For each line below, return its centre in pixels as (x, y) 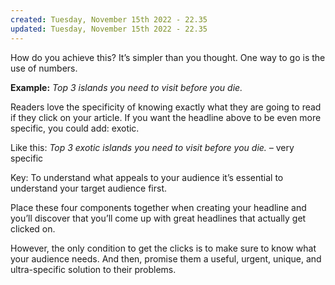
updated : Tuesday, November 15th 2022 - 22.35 (109, 29)
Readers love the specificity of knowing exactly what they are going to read (166, 107)
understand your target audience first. (89, 188)
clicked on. (33, 228)
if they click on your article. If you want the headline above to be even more (166, 117)
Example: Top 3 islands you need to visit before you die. (126, 87)
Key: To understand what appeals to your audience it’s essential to (147, 177)
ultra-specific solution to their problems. (93, 269)
